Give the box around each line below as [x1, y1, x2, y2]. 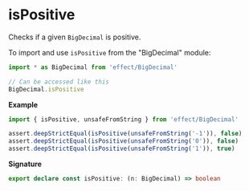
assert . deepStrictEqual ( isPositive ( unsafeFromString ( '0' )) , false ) [8, 137, 239, 145]
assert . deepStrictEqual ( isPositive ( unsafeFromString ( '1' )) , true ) [8, 144, 235, 153]
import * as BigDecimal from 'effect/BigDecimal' [8, 63, 178, 71]
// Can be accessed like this [8, 78, 110, 86]
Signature [8, 159, 43, 169]
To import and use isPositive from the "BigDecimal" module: [8, 47, 211, 57]
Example [8, 100, 39, 109]
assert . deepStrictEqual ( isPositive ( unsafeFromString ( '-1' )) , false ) [8, 130, 243, 138]
